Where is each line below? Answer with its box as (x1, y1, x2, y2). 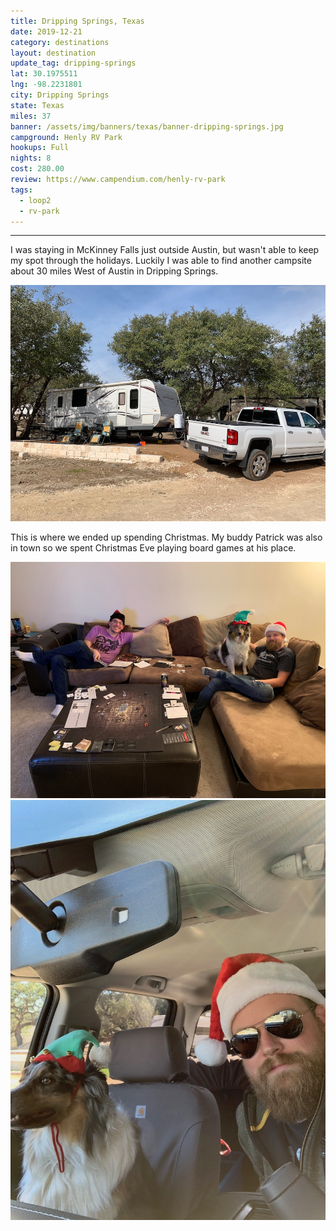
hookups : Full (10, 143, 70, 153)
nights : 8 (10, 153, 52, 164)
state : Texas (10, 100, 65, 110)
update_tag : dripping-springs (10, 58, 137, 69)
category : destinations (10, 37, 110, 47)
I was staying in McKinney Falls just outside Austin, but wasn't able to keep (10, 244, 320, 256)
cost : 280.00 (10, 164, 65, 174)
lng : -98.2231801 (10, 80, 83, 90)
